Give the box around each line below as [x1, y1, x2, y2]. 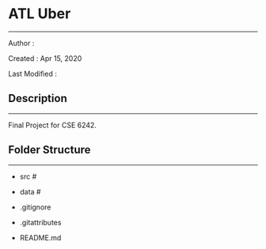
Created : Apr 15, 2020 [8, 53, 82, 63]
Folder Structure [8, 143, 91, 157]
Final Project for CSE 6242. [8, 120, 97, 130]
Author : [8, 38, 35, 47]
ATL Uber [8, 5, 71, 23]
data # [19, 187, 41, 196]
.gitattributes [19, 217, 62, 227]
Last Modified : [8, 69, 57, 78]
